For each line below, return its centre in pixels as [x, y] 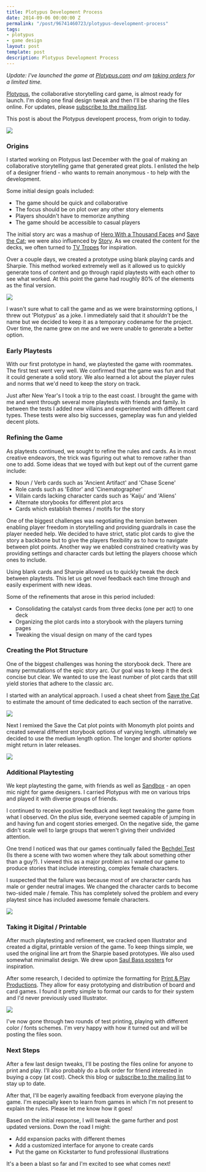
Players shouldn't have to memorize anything [72, 216]
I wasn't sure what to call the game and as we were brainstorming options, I [102, 308]
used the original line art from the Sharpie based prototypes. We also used [101, 953]
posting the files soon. [35, 1034]
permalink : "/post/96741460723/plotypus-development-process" [87, 23]
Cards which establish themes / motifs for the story [80, 509]
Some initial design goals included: [50, 190]
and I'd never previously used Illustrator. [57, 998]
